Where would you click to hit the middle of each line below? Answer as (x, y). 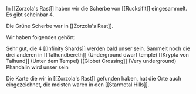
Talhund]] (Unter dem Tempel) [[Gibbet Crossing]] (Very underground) (91, 61)
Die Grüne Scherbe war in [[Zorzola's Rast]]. (60, 26)
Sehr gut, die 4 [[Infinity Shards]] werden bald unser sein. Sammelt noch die (98, 48)
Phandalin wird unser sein (37, 67)
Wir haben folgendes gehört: (41, 37)
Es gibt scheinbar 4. (30, 15)
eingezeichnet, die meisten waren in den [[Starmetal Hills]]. (78, 85)
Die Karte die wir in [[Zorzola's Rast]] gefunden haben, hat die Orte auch (94, 79)
